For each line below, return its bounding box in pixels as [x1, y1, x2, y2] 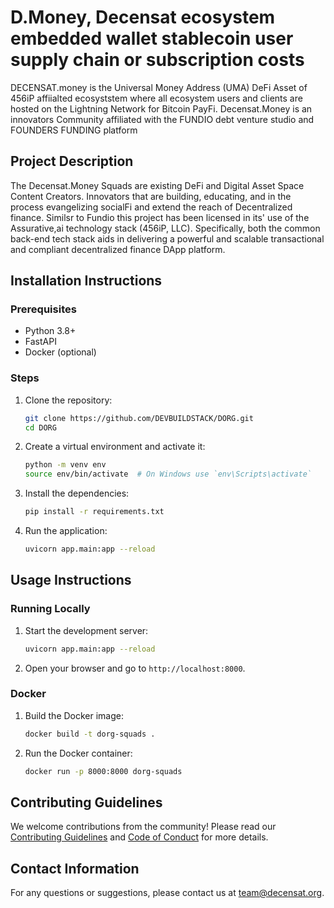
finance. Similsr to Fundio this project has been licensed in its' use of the [10, 211, 310, 223]
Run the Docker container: [24, 747, 133, 759]
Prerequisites [10, 302, 77, 316]
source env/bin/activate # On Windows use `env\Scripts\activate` [24, 469, 312, 480]
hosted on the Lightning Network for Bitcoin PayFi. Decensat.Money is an [10, 102, 313, 115]
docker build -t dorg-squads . [24, 729, 156, 739]
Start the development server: [24, 624, 149, 636]
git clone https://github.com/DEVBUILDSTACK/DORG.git [24, 413, 254, 423]
